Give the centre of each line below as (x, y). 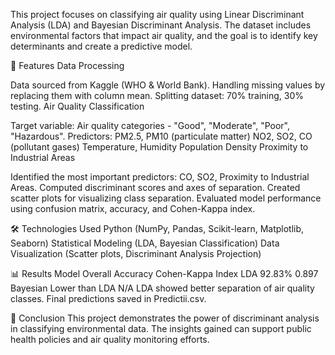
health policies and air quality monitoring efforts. (110, 339)
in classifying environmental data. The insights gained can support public (161, 328)
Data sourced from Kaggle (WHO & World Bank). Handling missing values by (168, 85)
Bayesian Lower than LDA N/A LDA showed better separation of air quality (162, 288)
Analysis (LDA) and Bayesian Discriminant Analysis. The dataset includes (161, 25)
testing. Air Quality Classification (77, 106)
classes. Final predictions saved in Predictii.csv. (108, 298)
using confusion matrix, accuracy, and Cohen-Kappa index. (133, 208)
